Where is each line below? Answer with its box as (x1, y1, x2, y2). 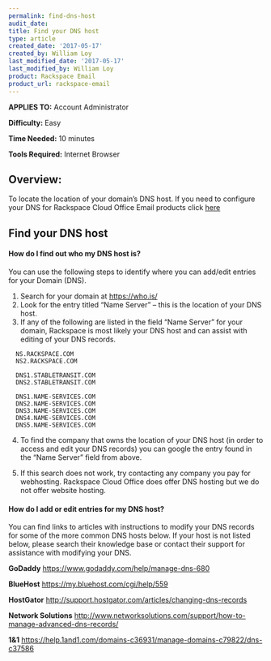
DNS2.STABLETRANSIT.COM (15, 378, 95, 386)
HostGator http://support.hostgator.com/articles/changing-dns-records (8, 595, 248, 605)
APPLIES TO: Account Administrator (8, 102, 129, 112)
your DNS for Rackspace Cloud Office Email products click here (8, 203, 221, 212)
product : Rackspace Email (8, 72, 95, 80)
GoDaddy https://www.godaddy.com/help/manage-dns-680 (8, 564, 210, 573)
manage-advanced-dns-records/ (8, 620, 119, 629)
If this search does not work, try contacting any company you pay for (19, 468, 251, 478)
